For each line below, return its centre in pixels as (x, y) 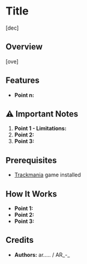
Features (22, 81)
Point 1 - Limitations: (40, 129)
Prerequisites (31, 160)
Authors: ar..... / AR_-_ (42, 254)
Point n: (24, 95)
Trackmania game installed (48, 175)
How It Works (31, 194)
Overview (24, 47)
